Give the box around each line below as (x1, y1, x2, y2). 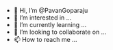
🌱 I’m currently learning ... (13, 21, 87, 28)
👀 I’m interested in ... (13, 14, 72, 22)
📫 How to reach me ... (13, 36, 77, 43)
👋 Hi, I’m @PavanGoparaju (13, 7, 88, 14)
